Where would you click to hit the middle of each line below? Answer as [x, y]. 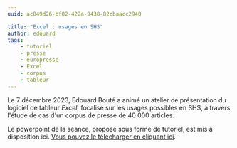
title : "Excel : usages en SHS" [55, 27]
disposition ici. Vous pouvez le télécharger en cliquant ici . [92, 137]
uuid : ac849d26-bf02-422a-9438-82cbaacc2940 [74, 14]
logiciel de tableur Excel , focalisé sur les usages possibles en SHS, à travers [119, 107]
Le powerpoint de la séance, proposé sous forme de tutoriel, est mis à [110, 129]
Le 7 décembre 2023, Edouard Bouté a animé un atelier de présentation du [117, 100]
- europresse [39, 60]
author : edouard [31, 33]
